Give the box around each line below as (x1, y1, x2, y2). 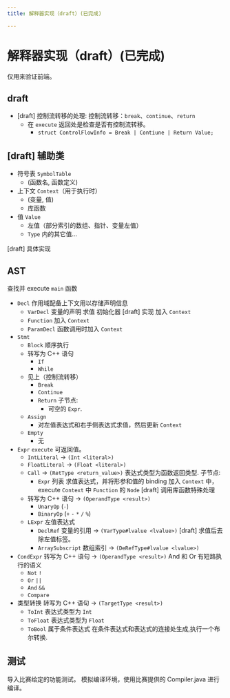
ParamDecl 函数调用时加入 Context (27, 325, 123, 333)
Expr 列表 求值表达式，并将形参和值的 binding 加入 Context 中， (37, 477, 218, 485)
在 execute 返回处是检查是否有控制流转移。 (27, 120, 149, 128)
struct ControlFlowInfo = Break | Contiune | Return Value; (37, 129, 214, 137)
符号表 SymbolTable (17, 170, 72, 178)
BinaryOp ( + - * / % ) (37, 510, 92, 518)
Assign (27, 414, 47, 420)
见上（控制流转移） (27, 373, 83, 380)
